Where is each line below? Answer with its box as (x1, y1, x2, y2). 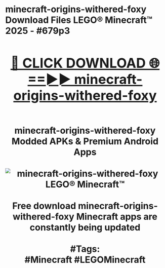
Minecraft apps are (76, 211, 158, 222)
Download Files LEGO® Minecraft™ (5, 14, 153, 26)
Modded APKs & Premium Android (12, 135, 158, 147)
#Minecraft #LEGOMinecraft (24, 254, 146, 265)
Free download (12, 200, 76, 211)
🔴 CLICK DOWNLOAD (10, 54, 146, 71)
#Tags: (70, 243, 100, 254)
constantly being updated (29, 221, 141, 233)
